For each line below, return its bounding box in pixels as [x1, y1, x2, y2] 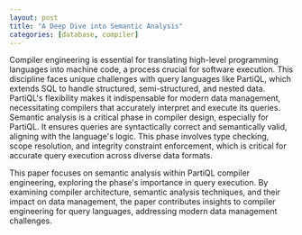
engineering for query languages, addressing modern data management [9, 206, 278, 217]
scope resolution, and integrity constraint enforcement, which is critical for [9, 140, 287, 151]
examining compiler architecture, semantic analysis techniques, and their [9, 186, 281, 198]
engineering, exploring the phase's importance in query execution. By [9, 177, 269, 188]
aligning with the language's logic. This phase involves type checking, [9, 131, 270, 142]
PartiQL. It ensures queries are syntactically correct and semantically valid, [9, 122, 288, 132]
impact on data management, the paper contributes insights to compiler [9, 196, 277, 207]
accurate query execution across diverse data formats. [9, 150, 214, 161]
